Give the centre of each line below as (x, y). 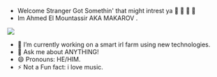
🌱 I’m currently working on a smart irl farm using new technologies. (114, 44)
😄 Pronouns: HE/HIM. (49, 59)
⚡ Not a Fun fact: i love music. (60, 67)
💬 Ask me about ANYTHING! (58, 52)
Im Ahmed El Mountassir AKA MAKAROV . (77, 18)
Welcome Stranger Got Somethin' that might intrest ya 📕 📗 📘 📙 (106, 11)
